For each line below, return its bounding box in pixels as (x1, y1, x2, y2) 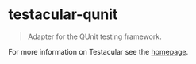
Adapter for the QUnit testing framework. (27, 32, 162, 41)
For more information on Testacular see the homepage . (8, 47, 189, 56)
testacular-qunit (8, 6, 118, 24)
